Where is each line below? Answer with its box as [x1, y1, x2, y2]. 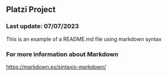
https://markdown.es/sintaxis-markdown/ [6, 63, 107, 70]
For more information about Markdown [6, 50, 118, 58]
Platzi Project [6, 5, 56, 15]
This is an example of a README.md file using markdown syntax [6, 35, 162, 43]
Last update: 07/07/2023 [6, 22, 79, 30]
